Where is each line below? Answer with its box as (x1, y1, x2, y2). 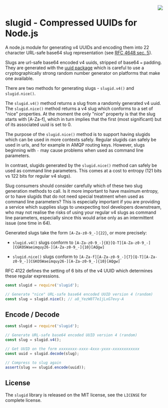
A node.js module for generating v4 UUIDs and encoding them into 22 (5, 44, 149, 50)
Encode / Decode (5, 310, 60, 319)
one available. (5, 75, 34, 81)
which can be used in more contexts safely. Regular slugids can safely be (5, 137, 156, 143)
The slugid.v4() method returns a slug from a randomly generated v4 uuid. (5, 100, 161, 106)
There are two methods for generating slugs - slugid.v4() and (5, 85, 134, 91)
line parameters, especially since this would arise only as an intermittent (5, 214, 153, 220)
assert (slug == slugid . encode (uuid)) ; (5, 365, 86, 370)
